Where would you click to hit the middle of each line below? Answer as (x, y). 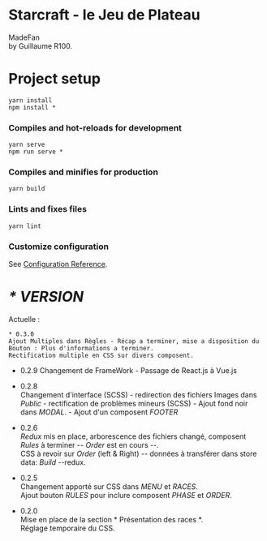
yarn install (30, 100)
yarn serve (27, 145)
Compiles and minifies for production (83, 172)
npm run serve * (36, 152)
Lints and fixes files (48, 209)
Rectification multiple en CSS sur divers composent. (101, 355)
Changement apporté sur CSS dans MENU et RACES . (109, 487)
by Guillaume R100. (41, 45)
